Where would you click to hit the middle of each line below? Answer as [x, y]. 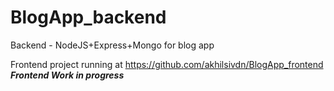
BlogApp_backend [88, 17]
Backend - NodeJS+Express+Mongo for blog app [112, 45]
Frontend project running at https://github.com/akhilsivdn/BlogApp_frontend [167, 64]
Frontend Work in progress [67, 75]
